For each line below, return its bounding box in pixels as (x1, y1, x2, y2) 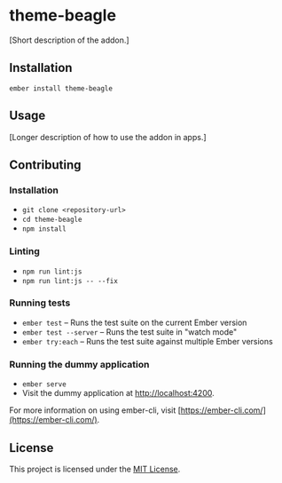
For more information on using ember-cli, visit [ (9, 405, 182, 416)
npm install (21, 225, 67, 234)
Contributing (9, 157, 82, 172)
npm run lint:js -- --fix (21, 276, 118, 285)
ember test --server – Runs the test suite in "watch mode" (21, 326, 238, 337)
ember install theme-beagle (9, 83, 114, 93)
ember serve (21, 380, 67, 389)
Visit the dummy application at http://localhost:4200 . (21, 388, 215, 399)
